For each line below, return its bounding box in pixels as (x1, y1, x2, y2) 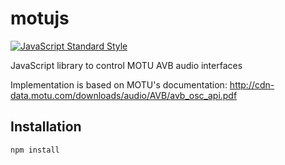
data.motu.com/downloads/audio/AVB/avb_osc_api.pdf (10, 89, 238, 101)
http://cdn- (229, 78, 275, 91)
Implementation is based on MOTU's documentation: (10, 78, 228, 91)
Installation (10, 118, 82, 136)
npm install (10, 145, 60, 155)
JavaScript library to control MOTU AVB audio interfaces (10, 59, 243, 71)
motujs (10, 7, 70, 30)
